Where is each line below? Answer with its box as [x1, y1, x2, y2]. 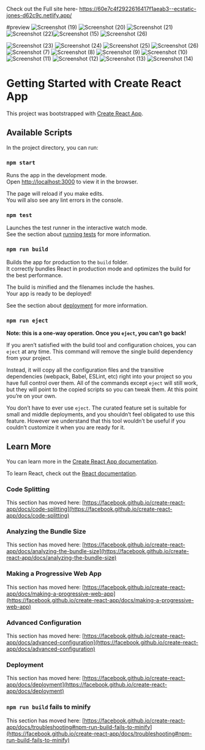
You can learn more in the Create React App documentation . [6, 457, 158, 465]
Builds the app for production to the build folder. [6, 258, 129, 266]
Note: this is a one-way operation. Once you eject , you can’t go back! [6, 329, 187, 337]
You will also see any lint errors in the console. [6, 196, 124, 204]
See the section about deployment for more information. [6, 302, 148, 309]
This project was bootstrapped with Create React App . [6, 110, 144, 117]
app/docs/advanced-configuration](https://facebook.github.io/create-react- [6, 638, 199, 646]
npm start [6, 159, 35, 166]
